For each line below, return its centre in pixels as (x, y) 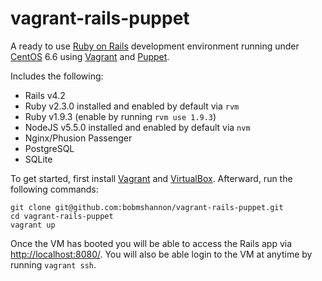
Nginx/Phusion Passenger (78, 138)
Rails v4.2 (45, 95)
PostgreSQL (49, 148)
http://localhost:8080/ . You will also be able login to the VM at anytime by (161, 254)
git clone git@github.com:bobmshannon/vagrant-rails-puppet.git (147, 207)
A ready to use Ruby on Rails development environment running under (155, 46)
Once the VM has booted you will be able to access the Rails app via (151, 243)
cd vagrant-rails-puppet (62, 216)
